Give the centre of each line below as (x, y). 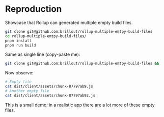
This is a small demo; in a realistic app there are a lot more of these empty (80, 105)
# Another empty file (27, 91)
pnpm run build (21, 45)
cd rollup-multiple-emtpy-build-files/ (46, 36)
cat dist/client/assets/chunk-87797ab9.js (49, 87)
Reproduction (34, 9)
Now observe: (19, 73)
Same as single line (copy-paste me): (42, 54)
